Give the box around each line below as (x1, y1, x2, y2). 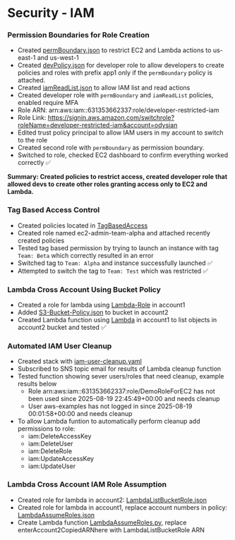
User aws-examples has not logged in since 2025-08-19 (28, 402, 193, 410)
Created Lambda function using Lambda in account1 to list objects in (17, 316, 217, 324)
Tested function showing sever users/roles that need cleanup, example (17, 372, 224, 381)
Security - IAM (7, 5, 95, 21)
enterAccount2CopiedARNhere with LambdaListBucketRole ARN (17, 525, 205, 534)
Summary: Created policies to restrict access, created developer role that (7, 173, 228, 181)
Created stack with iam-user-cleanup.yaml (17, 357, 143, 366)
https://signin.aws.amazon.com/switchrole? (47, 113, 175, 122)
